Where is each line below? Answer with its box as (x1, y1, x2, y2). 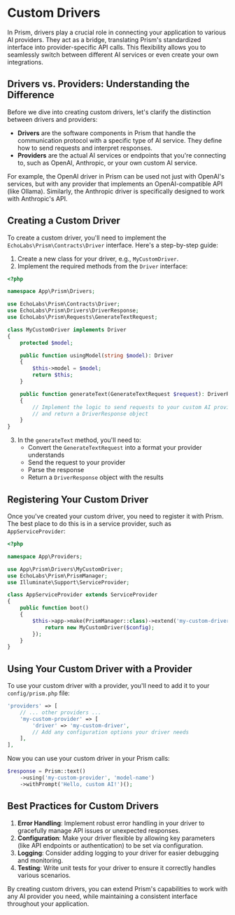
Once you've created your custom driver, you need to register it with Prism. (7, 512, 224, 520)
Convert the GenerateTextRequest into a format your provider (27, 443, 202, 452)
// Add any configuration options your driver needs (32, 729, 190, 736)
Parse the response (27, 466, 85, 474)
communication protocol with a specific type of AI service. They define (17, 136, 222, 144)
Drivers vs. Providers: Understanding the (7, 78, 190, 90)
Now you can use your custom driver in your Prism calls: (7, 755, 170, 763)
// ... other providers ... (20, 709, 101, 716)
